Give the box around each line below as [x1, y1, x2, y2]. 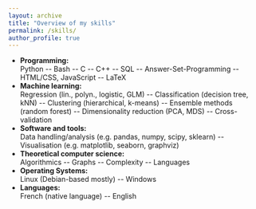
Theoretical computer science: [19, 149, 125, 159]
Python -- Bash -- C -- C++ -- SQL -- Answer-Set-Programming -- [19, 65, 239, 74]
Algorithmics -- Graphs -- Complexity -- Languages [19, 157, 190, 168]
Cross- [215, 107, 238, 116]
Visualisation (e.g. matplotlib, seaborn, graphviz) [19, 140, 179, 150]
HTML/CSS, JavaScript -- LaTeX [19, 73, 127, 82]
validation [19, 115, 53, 124]
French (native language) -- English [19, 191, 137, 201]
